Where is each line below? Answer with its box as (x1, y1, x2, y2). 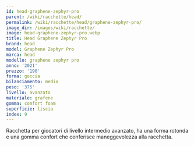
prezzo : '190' (6, 68, 41, 74)
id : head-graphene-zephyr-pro (6, 8, 80, 15)
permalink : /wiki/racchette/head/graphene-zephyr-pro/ (6, 19, 142, 25)
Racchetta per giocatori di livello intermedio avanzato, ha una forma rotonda (6, 127, 189, 134)
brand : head (6, 41, 35, 47)
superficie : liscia (6, 106, 54, 112)
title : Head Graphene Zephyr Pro (6, 35, 87, 41)
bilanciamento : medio (6, 79, 59, 85)
